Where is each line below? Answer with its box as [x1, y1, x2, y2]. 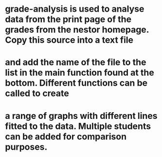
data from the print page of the [5, 14, 132, 25]
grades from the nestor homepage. [5, 24, 149, 35]
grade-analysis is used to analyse [5, 3, 144, 15]
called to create [5, 88, 69, 99]
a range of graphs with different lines [5, 110, 158, 121]
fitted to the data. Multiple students [5, 120, 151, 132]
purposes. [5, 141, 48, 152]
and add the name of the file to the [5, 57, 146, 68]
